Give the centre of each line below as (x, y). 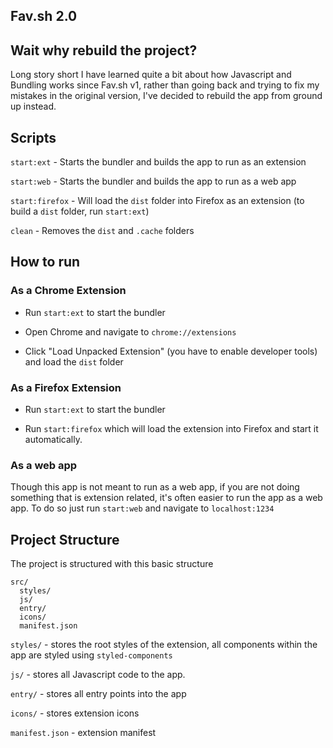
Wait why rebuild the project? (104, 50)
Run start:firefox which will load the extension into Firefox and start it (171, 428)
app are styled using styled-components (91, 655)
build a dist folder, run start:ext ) (80, 211)
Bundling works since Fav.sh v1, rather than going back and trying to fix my (165, 85)
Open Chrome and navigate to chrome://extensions (130, 331)
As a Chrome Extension (68, 291)
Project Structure (65, 539)
